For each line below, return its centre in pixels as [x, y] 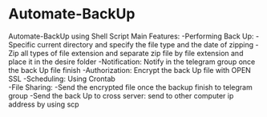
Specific [22, 44]
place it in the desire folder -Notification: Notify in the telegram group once [132, 62]
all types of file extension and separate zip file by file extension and [132, 53]
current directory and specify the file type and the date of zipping [146, 44]
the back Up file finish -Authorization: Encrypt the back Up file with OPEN [129, 70]
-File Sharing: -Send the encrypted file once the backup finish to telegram [130, 87]
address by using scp [44, 104]
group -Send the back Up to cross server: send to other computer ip [121, 95]
